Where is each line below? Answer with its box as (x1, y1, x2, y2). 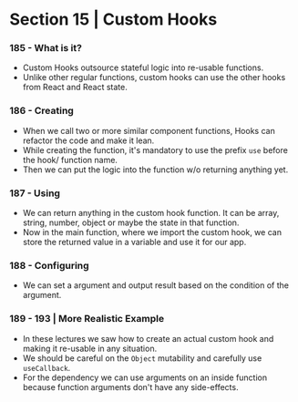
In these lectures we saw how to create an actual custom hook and (22, 333, 274, 344)
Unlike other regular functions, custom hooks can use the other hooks (22, 72, 286, 83)
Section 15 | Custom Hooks (9, 9, 218, 30)
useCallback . (22, 362, 71, 373)
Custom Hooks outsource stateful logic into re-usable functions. (22, 62, 264, 73)
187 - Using (9, 187, 61, 200)
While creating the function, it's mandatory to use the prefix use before (22, 144, 289, 155)
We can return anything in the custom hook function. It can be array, (22, 208, 280, 219)
